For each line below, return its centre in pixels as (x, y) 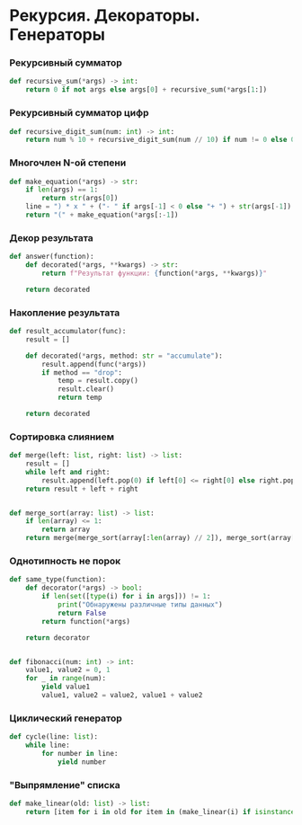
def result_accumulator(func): (68, 332)
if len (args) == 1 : (62, 190)
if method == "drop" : (82, 373)
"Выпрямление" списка (65, 785)
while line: (48, 745)
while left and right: (68, 472)
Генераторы (58, 35)
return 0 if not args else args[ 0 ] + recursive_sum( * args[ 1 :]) (147, 90)
